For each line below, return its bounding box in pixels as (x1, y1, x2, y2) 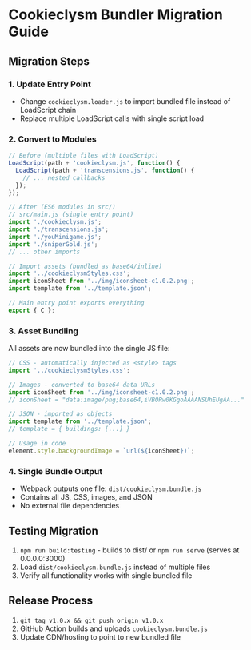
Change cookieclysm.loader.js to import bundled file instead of (19, 96, 231, 106)
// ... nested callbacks (22, 173, 106, 181)
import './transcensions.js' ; (8, 225, 110, 233)
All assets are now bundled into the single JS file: (8, 344, 170, 353)
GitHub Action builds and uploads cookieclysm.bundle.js (19, 624, 208, 633)
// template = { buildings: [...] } (8, 425, 130, 433)
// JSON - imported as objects (8, 410, 113, 418)
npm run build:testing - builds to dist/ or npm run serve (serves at (19, 545, 240, 555)
